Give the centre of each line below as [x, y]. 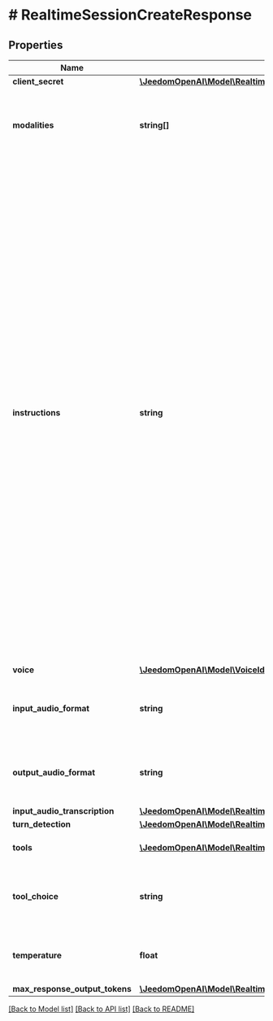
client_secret [38, 81]
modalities [33, 125]
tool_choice [36, 896]
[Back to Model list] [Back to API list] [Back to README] [102, 1009]
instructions [37, 413]
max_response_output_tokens [72, 989]
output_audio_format [54, 772]
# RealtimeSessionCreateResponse [130, 15]
